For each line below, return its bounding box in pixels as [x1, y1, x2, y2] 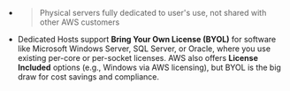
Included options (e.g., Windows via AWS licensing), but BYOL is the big [17, 62, 281, 72]
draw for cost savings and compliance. [17, 72, 160, 82]
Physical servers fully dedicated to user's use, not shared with [39, 8, 267, 18]
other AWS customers [39, 17, 120, 27]
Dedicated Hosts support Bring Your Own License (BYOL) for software [17, 34, 277, 44]
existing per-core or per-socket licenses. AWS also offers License [17, 53, 259, 63]
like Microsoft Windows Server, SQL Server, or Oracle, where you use [17, 43, 271, 54]
